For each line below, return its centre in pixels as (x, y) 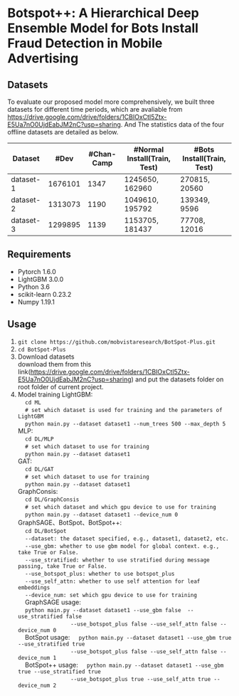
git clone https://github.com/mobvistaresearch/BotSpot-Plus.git (116, 342)
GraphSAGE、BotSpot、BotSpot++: (70, 522)
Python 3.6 (33, 287)
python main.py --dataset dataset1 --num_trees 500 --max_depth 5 (125, 424)
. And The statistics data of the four (172, 125)
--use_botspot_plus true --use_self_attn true (140, 679)
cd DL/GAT (39, 469)
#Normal (149, 149)
